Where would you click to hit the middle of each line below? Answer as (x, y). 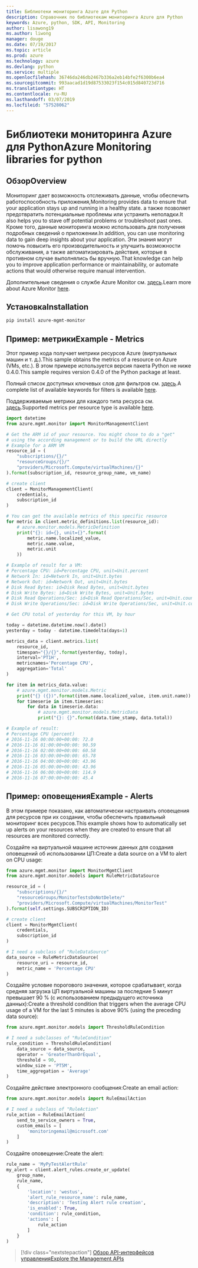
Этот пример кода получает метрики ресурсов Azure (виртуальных (92, 353)
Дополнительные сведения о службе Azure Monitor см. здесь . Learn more (99, 282)
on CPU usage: (24, 860)
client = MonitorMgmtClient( (42, 925)
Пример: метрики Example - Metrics (75, 339)
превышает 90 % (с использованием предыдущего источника (85, 998)
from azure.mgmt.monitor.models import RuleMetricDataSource (83, 876)
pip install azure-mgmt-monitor (46, 321)
